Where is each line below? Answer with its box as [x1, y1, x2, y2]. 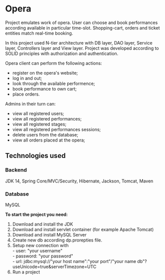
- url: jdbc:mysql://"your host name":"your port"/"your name [12, 258, 136, 264]
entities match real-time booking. [5, 30, 73, 36]
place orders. [12, 91, 40, 97]
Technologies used [5, 151, 66, 160]
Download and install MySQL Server [12, 231, 87, 237]
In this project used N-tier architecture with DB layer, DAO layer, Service [5, 39, 153, 45]
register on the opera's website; [12, 69, 78, 75]
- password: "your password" [12, 253, 73, 259]
